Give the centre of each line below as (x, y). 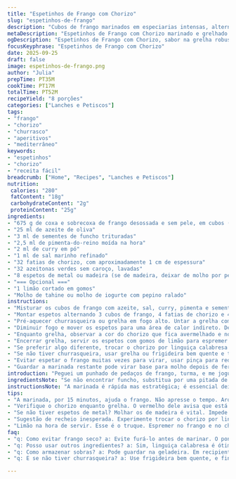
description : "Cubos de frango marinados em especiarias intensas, (108, 27)
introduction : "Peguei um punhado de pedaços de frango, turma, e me (111, 373)
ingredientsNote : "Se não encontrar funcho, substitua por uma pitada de (118, 380)
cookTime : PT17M (31, 86)
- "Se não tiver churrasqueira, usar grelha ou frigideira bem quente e (116, 354)
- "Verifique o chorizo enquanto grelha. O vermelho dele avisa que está (118, 406)
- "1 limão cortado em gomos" (52, 288)
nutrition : (23, 184)
